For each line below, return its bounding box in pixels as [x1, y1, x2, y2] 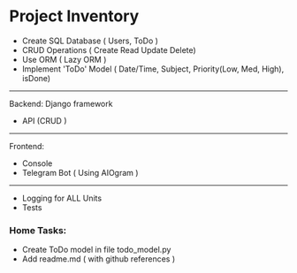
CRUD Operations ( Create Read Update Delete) [21, 44, 196, 55]
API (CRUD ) [21, 115, 68, 125]
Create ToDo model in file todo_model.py [21, 245, 171, 255]
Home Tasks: [9, 224, 67, 236]
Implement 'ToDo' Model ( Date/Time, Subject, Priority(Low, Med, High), [21, 64, 285, 74]
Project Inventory [9, 6, 140, 27]
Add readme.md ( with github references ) [21, 254, 176, 264]
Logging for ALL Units [21, 193, 103, 203]
